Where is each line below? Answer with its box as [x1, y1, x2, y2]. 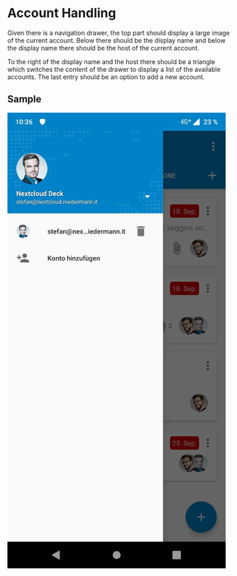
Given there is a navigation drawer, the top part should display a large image [7, 28, 231, 37]
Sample [7, 93, 42, 105]
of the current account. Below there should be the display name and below [7, 36, 226, 44]
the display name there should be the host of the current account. [7, 43, 200, 52]
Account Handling [7, 5, 116, 21]
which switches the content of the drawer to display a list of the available [7, 65, 221, 73]
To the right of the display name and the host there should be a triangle [7, 57, 215, 66]
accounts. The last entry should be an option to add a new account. [7, 73, 205, 81]
